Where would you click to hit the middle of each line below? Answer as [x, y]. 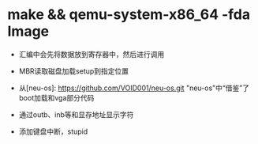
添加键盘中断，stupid [53, 131]
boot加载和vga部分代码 [56, 97]
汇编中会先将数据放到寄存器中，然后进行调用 [92, 54]
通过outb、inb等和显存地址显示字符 [76, 114]
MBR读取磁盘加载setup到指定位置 [74, 71]
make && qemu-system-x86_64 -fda [129, 15]
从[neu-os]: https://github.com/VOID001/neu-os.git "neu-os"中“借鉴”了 [134, 88]
